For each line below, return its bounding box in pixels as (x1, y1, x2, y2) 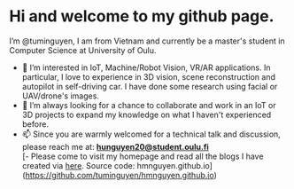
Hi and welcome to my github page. (9, 6, 275, 27)
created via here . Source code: (21, 160, 135, 170)
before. (21, 118, 49, 130)
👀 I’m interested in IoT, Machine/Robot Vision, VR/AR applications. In (21, 62, 272, 73)
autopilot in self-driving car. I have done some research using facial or (21, 81, 278, 91)
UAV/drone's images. (21, 91, 100, 101)
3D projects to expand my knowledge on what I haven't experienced (21, 109, 272, 120)
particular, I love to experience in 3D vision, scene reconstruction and (21, 71, 276, 82)
